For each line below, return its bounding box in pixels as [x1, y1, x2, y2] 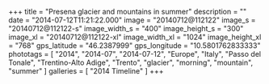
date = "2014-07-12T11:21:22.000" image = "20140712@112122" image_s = [8, 15, 256, 25]
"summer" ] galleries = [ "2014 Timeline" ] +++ [8, 66, 164, 75]
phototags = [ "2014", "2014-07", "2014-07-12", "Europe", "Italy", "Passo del [8, 50, 261, 58]
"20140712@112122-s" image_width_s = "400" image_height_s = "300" [8, 24, 244, 33]
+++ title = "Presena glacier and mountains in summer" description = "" [8, 7, 247, 16]
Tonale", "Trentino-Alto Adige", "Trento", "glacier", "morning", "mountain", [8, 58, 253, 67]
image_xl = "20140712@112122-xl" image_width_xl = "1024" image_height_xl [8, 32, 262, 42]
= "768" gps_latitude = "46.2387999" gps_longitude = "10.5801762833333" [8, 41, 261, 50]
